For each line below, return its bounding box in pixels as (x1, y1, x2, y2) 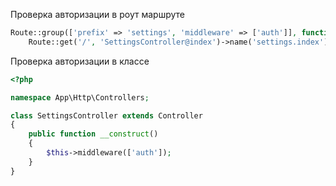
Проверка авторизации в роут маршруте (10, 9, 185, 20)
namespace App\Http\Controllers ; (10, 92, 150, 103)
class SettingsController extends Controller (10, 110, 203, 121)
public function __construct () (28, 129, 159, 139)
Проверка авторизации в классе (10, 55, 150, 67)
